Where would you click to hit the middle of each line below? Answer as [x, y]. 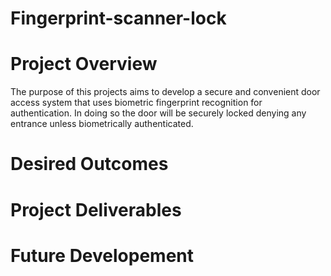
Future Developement [102, 255]
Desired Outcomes [89, 164]
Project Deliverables [96, 209]
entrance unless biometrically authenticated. [102, 124]
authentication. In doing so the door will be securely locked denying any [158, 113]
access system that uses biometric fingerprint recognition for [136, 103]
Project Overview [84, 64]
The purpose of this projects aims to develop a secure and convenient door [165, 92]
